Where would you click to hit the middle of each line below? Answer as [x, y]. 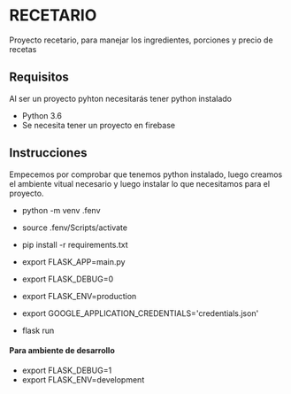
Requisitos [39, 77]
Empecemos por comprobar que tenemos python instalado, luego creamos [146, 174]
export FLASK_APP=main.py [73, 261]
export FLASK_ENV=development [83, 379]
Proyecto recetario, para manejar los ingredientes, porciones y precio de [141, 40]
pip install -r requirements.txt [75, 244]
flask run [38, 330]
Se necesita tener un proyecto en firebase [98, 125]
